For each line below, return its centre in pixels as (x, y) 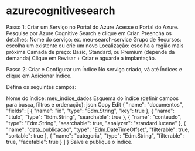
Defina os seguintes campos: (41, 87)
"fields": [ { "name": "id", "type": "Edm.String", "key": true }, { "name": (90, 111)
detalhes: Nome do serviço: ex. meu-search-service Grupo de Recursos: (94, 39)
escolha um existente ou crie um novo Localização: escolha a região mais (95, 46)
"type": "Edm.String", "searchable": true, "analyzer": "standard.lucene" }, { (96, 123)
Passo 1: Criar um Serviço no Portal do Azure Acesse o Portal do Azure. (92, 27)
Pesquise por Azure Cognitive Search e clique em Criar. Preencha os (89, 33)
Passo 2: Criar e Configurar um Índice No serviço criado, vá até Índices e (94, 69)
